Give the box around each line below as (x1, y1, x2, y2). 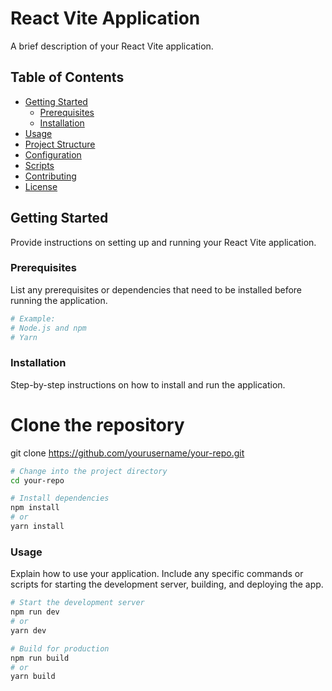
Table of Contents (10, 69, 125, 86)
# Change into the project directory (10, 466, 168, 476)
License (24, 180, 58, 192)
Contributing (24, 170, 77, 182)
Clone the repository (10, 413, 185, 436)
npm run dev (10, 607, 60, 617)
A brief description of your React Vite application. (10, 40, 214, 52)
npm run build (10, 653, 70, 663)
